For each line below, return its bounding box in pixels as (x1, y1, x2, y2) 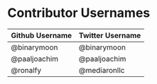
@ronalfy (11, 65, 42, 75)
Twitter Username (78, 30, 141, 40)
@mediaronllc (78, 65, 125, 75)
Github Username (11, 30, 72, 40)
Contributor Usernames (7, 5, 151, 21)
